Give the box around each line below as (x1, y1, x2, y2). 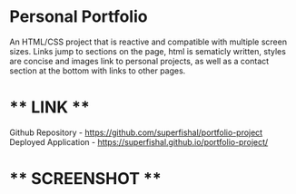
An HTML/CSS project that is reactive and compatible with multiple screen (9, 36, 288, 47)
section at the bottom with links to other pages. (9, 65, 186, 76)
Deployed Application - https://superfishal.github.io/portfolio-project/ (9, 136, 269, 147)
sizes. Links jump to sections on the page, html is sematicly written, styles (9, 45, 286, 56)
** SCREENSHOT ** (9, 169, 162, 189)
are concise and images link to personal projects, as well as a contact (9, 55, 270, 66)
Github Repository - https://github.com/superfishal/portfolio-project (9, 127, 263, 138)
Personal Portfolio (9, 6, 148, 27)
